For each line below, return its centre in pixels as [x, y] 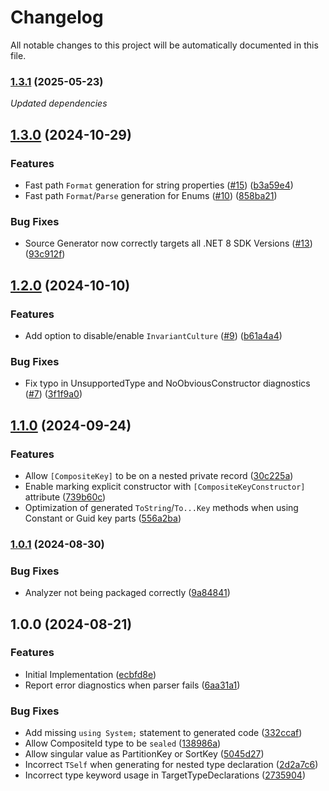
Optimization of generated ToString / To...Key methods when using [161, 507]
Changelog [57, 17]
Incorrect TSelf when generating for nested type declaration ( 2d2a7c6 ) [171, 765]
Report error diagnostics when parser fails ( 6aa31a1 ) [132, 685]
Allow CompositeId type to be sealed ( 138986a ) [123, 743]
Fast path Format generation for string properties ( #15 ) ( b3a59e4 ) [159, 185]
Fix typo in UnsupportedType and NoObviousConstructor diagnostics [167, 383]
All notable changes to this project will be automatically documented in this [164, 45]
